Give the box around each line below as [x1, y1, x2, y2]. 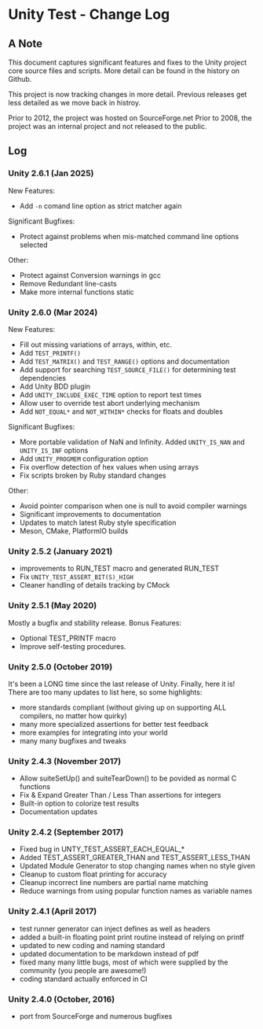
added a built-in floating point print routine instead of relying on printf [19, 932, 245, 942]
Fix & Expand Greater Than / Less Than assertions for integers [19, 791, 221, 800]
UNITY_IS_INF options [19, 445, 89, 455]
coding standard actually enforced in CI [19, 974, 148, 983]
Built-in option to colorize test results [19, 798, 140, 808]
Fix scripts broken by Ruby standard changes [19, 470, 166, 480]
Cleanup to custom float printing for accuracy [19, 869, 167, 879]
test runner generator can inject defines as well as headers [19, 924, 210, 933]
